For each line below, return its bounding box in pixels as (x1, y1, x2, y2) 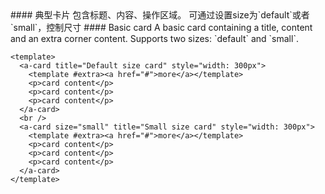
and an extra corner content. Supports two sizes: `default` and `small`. (10, 33, 299, 44)
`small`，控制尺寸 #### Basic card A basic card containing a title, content (10, 22, 313, 33)
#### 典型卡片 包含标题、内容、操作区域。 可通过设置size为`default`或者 (10, 9, 310, 21)
